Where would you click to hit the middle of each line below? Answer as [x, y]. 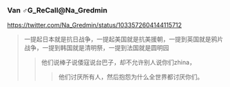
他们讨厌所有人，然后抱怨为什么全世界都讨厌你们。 [131, 77]
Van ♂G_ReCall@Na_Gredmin [57, 10]
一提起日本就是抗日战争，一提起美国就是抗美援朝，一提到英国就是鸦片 [124, 39]
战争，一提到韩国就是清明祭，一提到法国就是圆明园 [96, 48]
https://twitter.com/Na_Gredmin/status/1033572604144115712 [95, 25]
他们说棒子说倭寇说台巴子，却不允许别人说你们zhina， [118, 62]
